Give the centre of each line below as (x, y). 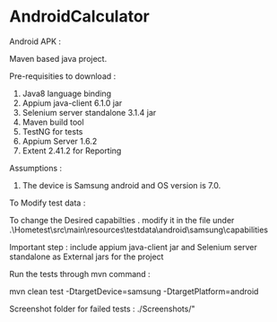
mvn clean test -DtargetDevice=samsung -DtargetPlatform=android (134, 291)
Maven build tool (53, 122)
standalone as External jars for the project (87, 257)
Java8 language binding (67, 93)
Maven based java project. (58, 58)
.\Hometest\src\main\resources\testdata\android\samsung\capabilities (139, 230)
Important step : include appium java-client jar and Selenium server (134, 247)
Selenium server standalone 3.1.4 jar (89, 112)
